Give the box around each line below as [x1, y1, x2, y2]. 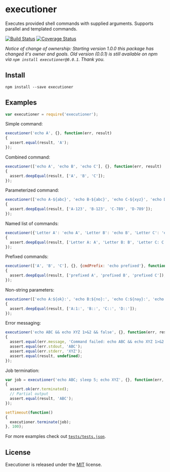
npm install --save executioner [5, 84, 73, 89]
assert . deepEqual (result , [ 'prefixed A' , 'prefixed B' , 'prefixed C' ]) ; [10, 273, 166, 278]
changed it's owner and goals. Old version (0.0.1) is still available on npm [5, 51, 158, 57]
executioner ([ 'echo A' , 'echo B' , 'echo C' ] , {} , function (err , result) [5, 164, 162, 169]
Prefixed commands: [5, 254, 49, 260]
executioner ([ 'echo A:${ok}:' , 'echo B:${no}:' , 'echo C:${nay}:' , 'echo [5, 296, 164, 302]
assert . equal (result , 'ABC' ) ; [10, 396, 73, 401]
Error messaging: [5, 320, 41, 326]
